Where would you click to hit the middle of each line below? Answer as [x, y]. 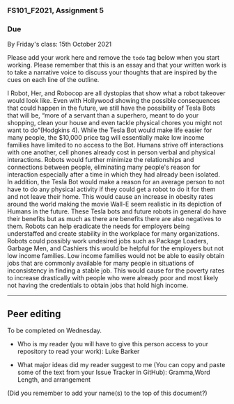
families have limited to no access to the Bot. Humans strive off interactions [116, 145]
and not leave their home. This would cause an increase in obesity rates [110, 197]
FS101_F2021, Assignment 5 [56, 10]
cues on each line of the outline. [53, 80]
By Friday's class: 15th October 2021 [60, 45]
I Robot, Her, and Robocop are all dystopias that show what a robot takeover [116, 93]
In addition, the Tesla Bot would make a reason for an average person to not [116, 182]
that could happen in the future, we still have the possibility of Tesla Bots [111, 108]
